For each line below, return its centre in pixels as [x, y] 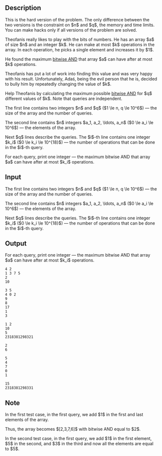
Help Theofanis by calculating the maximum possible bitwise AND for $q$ [79, 93]
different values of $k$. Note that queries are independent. [64, 98]
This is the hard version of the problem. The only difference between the [77, 19]
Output [16, 244]
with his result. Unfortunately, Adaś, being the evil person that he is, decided [81, 79]
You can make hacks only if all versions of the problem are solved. [71, 30]
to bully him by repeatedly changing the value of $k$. [58, 84]
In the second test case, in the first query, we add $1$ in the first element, [78, 439]
